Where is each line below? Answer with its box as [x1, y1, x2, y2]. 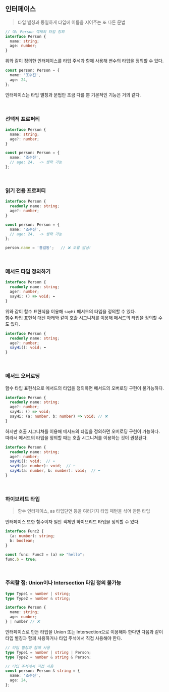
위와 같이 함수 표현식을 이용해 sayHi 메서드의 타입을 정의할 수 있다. [5, 308, 136, 314]
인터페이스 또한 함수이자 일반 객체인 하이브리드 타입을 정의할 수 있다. [5, 519, 140, 525]
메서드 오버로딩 [5, 373, 40, 380]
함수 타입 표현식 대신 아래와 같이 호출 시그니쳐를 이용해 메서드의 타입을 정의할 [5, 315, 157, 321]
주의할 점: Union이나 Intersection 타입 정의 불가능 [5, 579, 122, 586]
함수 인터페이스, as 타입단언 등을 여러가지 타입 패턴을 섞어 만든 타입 [17, 508, 150, 514]
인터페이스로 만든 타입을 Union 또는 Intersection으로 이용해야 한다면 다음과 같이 [5, 628, 163, 635]
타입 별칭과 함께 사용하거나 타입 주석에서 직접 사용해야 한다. [5, 635, 123, 641]
